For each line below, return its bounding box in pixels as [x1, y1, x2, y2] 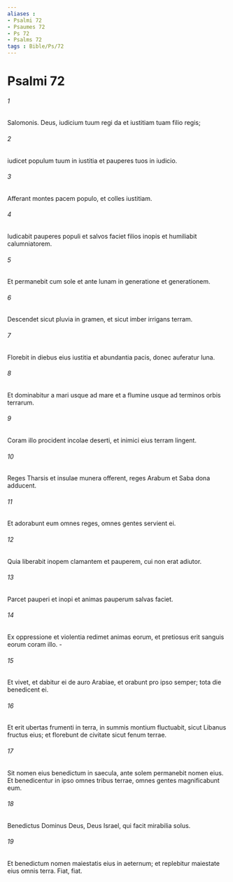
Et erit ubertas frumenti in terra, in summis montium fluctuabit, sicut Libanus [7, 723, 227, 732]
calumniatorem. [7, 239, 52, 248]
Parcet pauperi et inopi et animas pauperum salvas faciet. [7, 595, 174, 603]
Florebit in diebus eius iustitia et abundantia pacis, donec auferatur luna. [7, 353, 216, 362]
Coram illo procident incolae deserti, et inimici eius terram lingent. [7, 436, 197, 445]
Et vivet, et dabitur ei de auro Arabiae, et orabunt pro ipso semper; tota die [7, 678, 222, 687]
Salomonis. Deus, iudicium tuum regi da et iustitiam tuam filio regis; [7, 119, 201, 127]
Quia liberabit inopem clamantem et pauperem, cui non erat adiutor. [7, 557, 202, 565]
